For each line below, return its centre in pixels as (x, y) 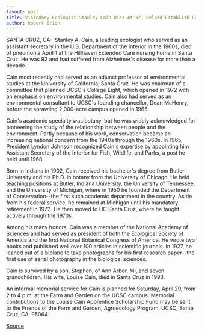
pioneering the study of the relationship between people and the (86, 128)
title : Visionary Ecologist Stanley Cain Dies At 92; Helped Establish (98, 17)
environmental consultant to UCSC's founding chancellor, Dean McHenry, (97, 103)
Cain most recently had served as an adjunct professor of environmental (96, 77)
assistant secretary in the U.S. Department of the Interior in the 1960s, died (99, 46)
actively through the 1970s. (40, 216)
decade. (17, 66)
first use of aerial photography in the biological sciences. (77, 259)
